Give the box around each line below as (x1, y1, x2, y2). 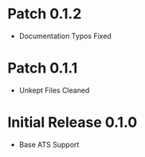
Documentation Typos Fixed (18, 31, 112, 41)
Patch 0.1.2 (7, 5, 82, 23)
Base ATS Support (18, 139, 80, 149)
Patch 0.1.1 (7, 59, 78, 77)
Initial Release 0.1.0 (7, 113, 138, 131)
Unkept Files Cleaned (18, 85, 90, 95)
